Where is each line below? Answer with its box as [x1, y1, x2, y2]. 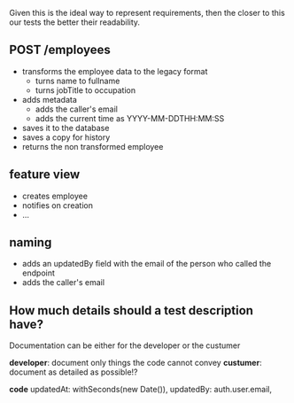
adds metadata [21, 94, 78, 105]
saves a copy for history [21, 132, 111, 143]
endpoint [21, 267, 56, 278]
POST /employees [9, 43, 111, 58]
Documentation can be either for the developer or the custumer [9, 340, 241, 351]
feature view [9, 167, 81, 182]
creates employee [21, 190, 89, 201]
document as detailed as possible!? [9, 367, 138, 377]
